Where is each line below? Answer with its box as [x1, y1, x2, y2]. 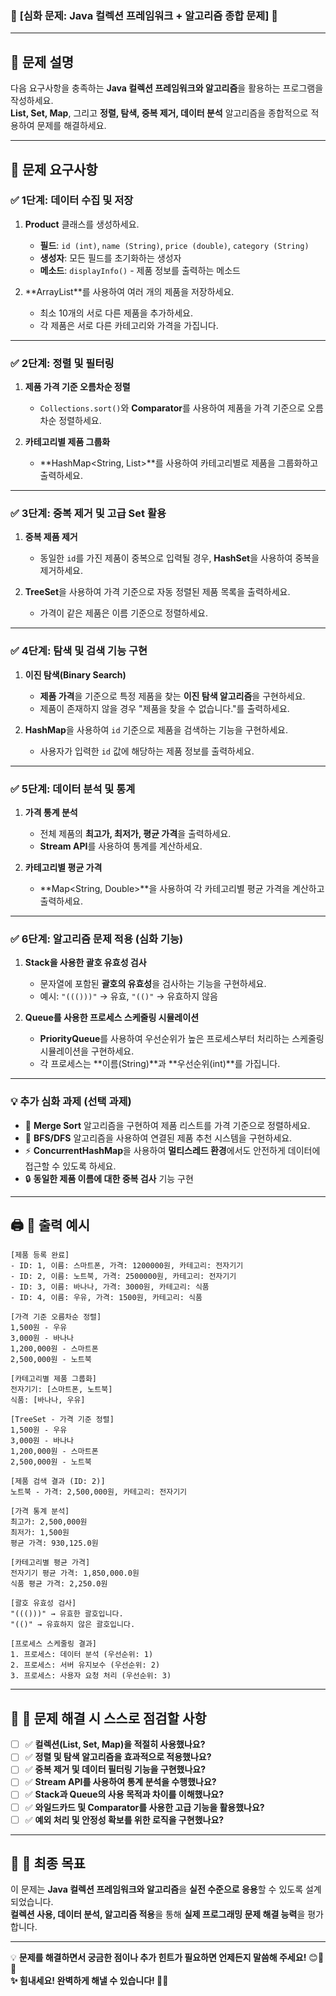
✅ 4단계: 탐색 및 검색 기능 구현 [10, 644, 148, 658]
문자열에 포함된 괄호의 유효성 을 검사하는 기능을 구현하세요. [39, 978, 267, 990]
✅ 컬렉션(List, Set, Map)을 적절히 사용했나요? [24, 1738, 206, 1751]
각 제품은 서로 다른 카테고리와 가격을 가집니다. [39, 319, 219, 331]
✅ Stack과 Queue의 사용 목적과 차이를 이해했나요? [24, 1788, 225, 1801]
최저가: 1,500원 [10, 1528, 70, 1538]
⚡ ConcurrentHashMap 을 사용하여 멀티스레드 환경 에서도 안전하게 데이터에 [24, 1144, 321, 1156]
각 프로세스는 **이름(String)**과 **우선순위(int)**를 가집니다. [39, 1058, 281, 1070]
